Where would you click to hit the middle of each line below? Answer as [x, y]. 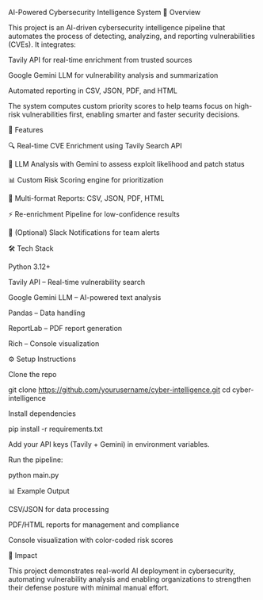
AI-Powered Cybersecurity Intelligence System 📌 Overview [105, 12]
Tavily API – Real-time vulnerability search [76, 282]
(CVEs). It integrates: [42, 44]
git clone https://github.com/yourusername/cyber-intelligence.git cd [120, 390]
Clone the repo [32, 374]
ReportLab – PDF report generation [65, 328]
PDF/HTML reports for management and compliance [94, 525]
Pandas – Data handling [47, 313]
